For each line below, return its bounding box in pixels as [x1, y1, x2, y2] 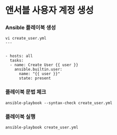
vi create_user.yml [5, 36, 47, 41]
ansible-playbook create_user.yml [5, 125, 79, 130]
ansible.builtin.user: [14, 67, 63, 72]
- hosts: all [5, 54, 33, 59]
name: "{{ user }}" [18, 72, 60, 77]
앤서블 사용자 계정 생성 [5, 5, 94, 16]
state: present [18, 76, 51, 81]
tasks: [10, 58, 24, 63]
